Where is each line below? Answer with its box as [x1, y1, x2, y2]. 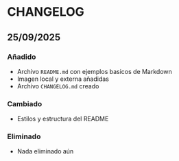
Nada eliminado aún [16, 147, 74, 156]
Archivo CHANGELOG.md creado [16, 82, 99, 90]
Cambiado [7, 99, 43, 108]
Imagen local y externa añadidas [16, 75, 110, 83]
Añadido [7, 52, 36, 62]
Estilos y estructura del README [16, 114, 109, 123]
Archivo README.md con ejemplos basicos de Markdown [16, 67, 173, 75]
